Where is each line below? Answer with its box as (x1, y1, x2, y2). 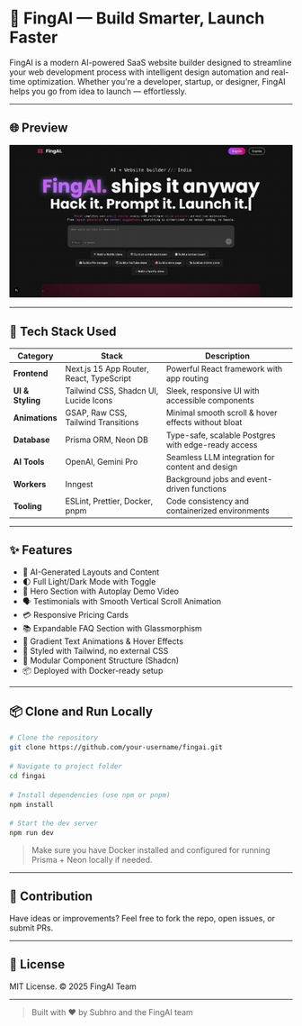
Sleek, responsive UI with (165, 386, 260, 396)
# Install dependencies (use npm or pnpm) (9, 790, 171, 800)
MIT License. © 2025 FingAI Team (9, 981, 137, 992)
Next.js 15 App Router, (65, 363, 150, 374)
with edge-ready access (165, 439, 258, 449)
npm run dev (9, 829, 54, 838)
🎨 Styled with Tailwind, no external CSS (22, 645, 169, 656)
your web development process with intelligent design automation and (9, 67, 270, 77)
